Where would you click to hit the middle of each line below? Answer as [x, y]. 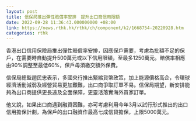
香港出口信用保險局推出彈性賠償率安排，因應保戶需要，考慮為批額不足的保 [95, 51]
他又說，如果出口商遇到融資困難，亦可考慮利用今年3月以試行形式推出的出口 [97, 105]
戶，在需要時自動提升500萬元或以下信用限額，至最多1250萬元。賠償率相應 [96, 58]
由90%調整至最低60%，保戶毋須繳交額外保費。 [64, 65]
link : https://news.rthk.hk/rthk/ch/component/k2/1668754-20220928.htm [95, 28]
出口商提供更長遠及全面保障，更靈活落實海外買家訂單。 [83, 92]
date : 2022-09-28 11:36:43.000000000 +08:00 [61, 22]
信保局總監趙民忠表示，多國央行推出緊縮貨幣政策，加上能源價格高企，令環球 [98, 78]
